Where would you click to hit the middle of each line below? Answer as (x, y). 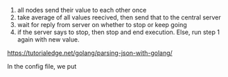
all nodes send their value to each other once (82, 10)
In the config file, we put (42, 66)
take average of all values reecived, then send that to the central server (119, 17)
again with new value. (48, 40)
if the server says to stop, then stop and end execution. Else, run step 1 (119, 32)
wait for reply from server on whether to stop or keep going (102, 25)
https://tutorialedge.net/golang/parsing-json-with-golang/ (90, 53)
